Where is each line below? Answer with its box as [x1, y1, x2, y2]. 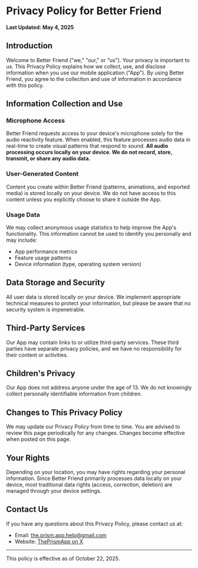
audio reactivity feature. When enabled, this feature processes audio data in [6, 136, 190, 143]
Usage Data [6, 210, 40, 219]
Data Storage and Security [6, 278, 105, 288]
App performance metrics [14, 248, 78, 255]
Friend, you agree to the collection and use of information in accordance [6, 75, 181, 82]
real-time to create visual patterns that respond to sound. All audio [6, 142, 169, 150]
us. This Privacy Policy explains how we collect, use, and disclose [6, 63, 166, 70]
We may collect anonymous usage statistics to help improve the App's [6, 224, 177, 231]
